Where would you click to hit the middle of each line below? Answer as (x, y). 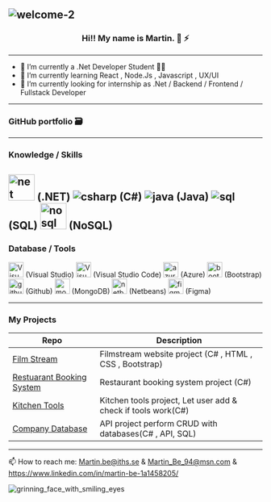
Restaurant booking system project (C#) (175, 382)
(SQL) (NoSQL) (60, 226)
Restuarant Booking (50, 377)
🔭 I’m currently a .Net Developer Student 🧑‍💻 (93, 66)
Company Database (50, 429)
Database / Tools (42, 249)
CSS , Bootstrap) (131, 364)
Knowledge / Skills (46, 154)
